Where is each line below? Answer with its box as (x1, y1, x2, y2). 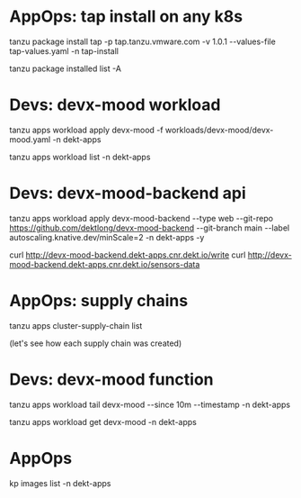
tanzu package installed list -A (9, 63, 121, 74)
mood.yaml (9, 133, 51, 145)
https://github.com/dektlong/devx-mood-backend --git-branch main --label (9, 222, 290, 233)
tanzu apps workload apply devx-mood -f (9, 124, 164, 135)
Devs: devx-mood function (9, 369, 214, 389)
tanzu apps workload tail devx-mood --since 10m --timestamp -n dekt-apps (9, 399, 290, 410)
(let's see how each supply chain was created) (9, 338, 182, 349)
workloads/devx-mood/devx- (164, 124, 274, 135)
